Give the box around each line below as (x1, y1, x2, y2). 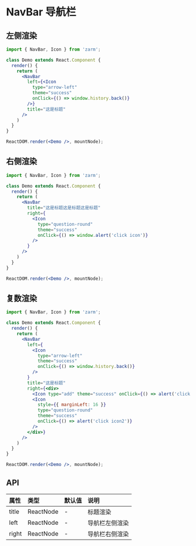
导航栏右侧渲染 (87, 530, 129, 538)
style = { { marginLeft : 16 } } (37, 402, 107, 408)
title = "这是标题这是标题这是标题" (27, 205, 101, 211)
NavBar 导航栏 (6, 5, 76, 19)
